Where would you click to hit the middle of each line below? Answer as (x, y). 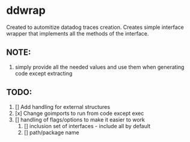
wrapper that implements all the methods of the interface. (78, 33)
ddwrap (26, 11)
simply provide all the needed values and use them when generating (100, 67)
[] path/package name (51, 132)
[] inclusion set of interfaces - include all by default (87, 126)
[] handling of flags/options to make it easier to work (80, 119)
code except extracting (44, 73)
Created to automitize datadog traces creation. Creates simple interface (95, 27)
